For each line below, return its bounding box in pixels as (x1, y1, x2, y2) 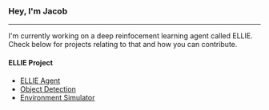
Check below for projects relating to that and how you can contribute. (8, 40, 238, 49)
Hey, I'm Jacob (8, 6, 68, 17)
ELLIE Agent (19, 76, 61, 85)
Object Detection (19, 84, 76, 93)
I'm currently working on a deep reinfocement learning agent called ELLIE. (8, 31, 254, 41)
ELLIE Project (8, 57, 54, 67)
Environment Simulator (19, 92, 95, 102)
